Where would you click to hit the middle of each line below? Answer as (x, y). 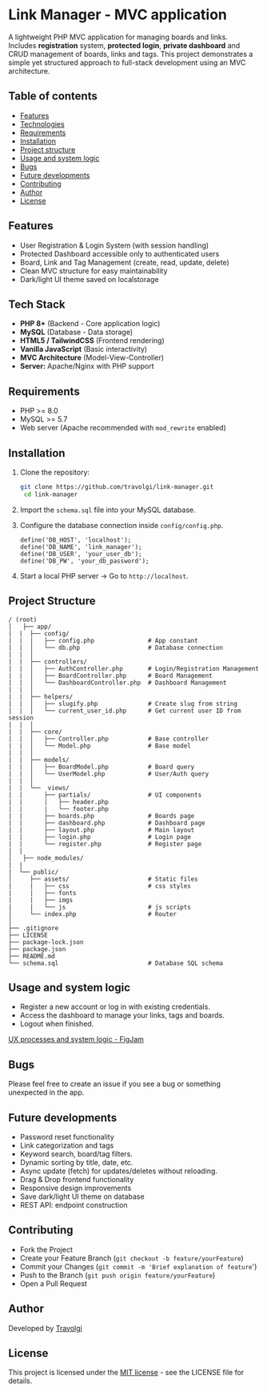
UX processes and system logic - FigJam (76, 1039)
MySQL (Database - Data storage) (76, 332)
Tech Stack (37, 304)
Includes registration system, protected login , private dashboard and (124, 45)
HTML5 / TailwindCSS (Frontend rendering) (92, 341)
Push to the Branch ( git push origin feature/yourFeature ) (118, 1275)
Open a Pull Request (54, 1283)
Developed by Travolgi (45, 1328)
